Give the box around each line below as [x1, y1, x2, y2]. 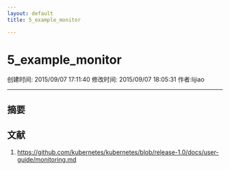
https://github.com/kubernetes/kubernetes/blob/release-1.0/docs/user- [16, 148, 219, 156]
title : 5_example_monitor [7, 16, 81, 23]
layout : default [7, 10, 53, 17]
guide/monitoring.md [16, 155, 77, 163]
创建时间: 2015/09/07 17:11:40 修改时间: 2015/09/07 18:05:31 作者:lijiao [7, 75, 205, 84]
